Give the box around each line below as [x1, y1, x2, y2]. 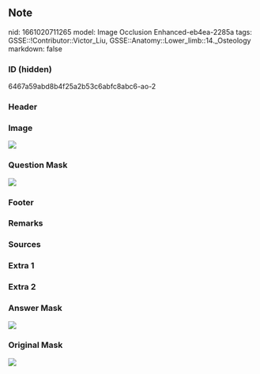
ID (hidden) [8, 63, 53, 74]
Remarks [8, 218, 43, 229]
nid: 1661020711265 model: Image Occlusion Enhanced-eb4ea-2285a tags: [8, 27, 253, 36]
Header [8, 102, 38, 113]
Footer [8, 196, 34, 208]
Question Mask [8, 159, 68, 170]
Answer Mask [8, 303, 62, 314]
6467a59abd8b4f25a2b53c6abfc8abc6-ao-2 [8, 82, 156, 92]
